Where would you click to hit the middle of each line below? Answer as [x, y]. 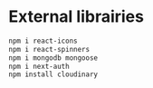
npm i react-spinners [49, 49]
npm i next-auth [39, 66]
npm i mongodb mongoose [53, 58]
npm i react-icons [43, 41]
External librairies [76, 17]
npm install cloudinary [53, 74]
